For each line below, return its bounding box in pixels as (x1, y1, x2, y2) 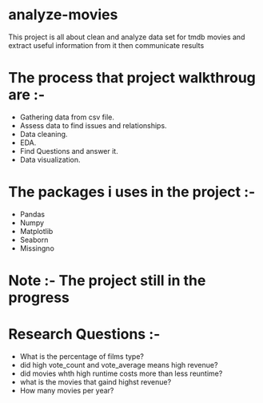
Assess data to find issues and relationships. (19, 120, 167, 130)
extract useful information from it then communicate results (8, 40, 205, 50)
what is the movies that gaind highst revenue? (19, 377, 172, 386)
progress (8, 288, 70, 306)
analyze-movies (8, 6, 118, 24)
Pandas (19, 209, 46, 219)
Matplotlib (19, 226, 54, 236)
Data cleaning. (19, 129, 68, 139)
